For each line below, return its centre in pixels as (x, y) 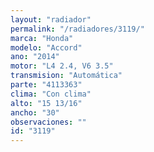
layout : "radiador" (51, 19)
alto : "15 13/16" (46, 103)
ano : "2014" (35, 57)
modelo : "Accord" (46, 47)
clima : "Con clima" (51, 94)
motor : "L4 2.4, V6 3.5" (62, 66)
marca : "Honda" (42, 38)
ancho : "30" (35, 112)
